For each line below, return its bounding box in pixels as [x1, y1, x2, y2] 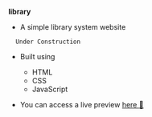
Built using [19, 52, 55, 61]
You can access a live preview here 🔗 [19, 100, 144, 109]
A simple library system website [19, 22, 126, 31]
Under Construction [15, 38, 81, 46]
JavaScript [31, 84, 68, 94]
